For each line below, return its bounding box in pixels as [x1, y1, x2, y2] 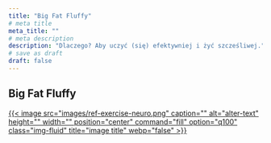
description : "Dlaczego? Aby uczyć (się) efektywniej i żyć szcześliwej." [8, 42, 265, 50]
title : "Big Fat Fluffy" [8, 11, 92, 20]
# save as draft [8, 49, 63, 57]
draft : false [8, 57, 52, 65]
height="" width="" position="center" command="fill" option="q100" [8, 116, 238, 126]
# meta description [8, 34, 74, 43]
